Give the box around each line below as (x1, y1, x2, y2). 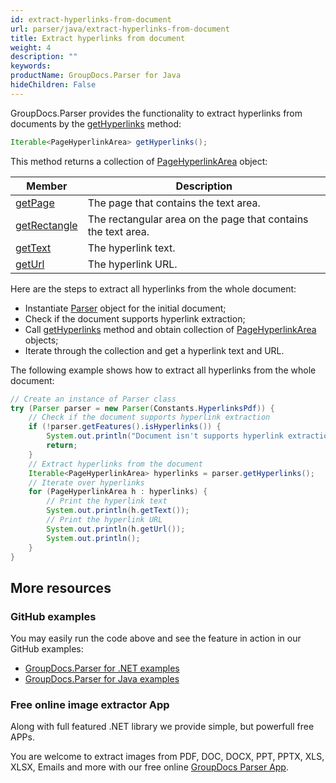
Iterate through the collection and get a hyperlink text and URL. (24, 344, 285, 356)
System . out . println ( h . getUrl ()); (46, 524, 186, 534)
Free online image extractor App (10, 697, 170, 711)
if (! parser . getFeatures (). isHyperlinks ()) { (28, 422, 222, 432)
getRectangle (15, 218, 78, 232)
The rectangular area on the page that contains (87, 212, 309, 226)
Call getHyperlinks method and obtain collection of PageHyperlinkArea (24, 323, 317, 335)
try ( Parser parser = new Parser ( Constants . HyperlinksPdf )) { (10, 403, 275, 413)
